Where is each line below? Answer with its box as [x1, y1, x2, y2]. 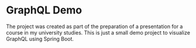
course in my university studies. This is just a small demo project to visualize [6, 29, 190, 36]
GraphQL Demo [6, 4, 82, 17]
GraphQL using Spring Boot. [6, 35, 74, 42]
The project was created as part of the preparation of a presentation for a [6, 23, 183, 30]
